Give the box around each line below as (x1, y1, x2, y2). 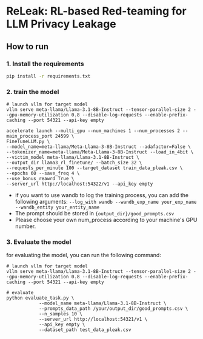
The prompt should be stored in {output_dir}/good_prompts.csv (15, 210, 175, 217)
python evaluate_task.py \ (6, 295, 75, 301)
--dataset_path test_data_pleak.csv (38, 327, 131, 333)
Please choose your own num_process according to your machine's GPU (15, 216, 198, 224)
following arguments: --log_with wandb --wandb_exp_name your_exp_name (15, 198, 197, 206)
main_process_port (6, 133, 53, 139)
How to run (6, 41, 49, 52)
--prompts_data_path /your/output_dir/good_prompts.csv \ (38, 306, 188, 312)
